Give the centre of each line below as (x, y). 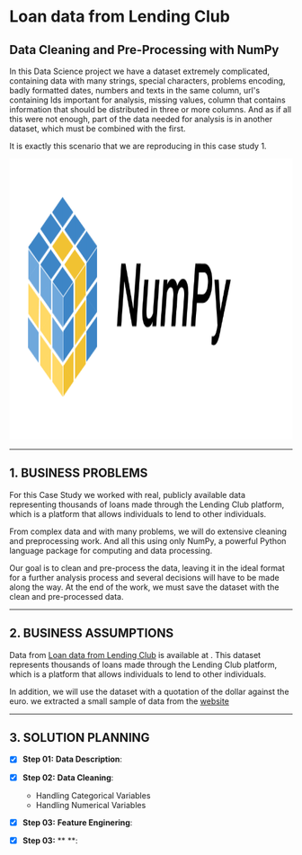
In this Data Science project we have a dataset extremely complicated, (140, 71)
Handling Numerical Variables (91, 805)
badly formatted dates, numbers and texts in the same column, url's (135, 90)
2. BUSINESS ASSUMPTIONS (91, 633)
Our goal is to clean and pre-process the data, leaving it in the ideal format (147, 567)
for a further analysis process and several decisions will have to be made (145, 577)
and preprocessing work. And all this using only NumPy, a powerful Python (148, 540)
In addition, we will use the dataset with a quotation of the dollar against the (149, 691)
